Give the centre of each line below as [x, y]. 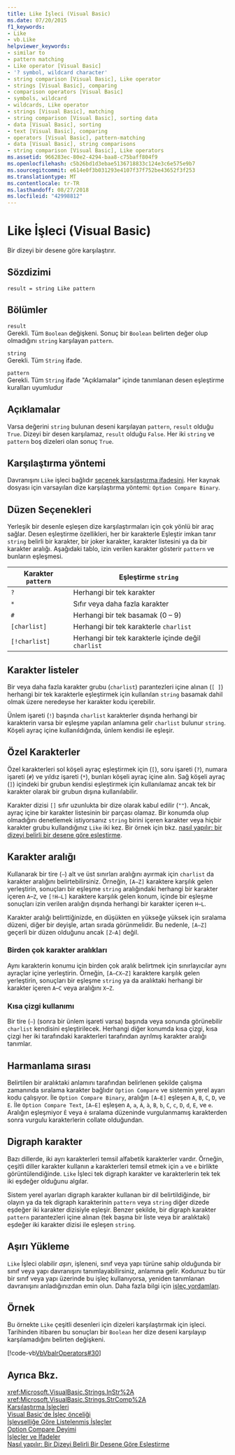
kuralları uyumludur [35, 387]
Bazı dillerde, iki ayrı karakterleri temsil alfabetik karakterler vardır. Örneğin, [115, 1158]
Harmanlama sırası [49, 1065]
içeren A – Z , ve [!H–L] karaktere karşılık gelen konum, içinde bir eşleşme [110, 896]
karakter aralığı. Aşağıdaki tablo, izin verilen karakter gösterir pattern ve [111, 549]
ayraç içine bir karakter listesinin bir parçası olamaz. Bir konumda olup [108, 812]
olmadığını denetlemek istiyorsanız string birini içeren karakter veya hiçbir [114, 820]
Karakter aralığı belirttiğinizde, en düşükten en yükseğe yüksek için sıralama [117, 917]
